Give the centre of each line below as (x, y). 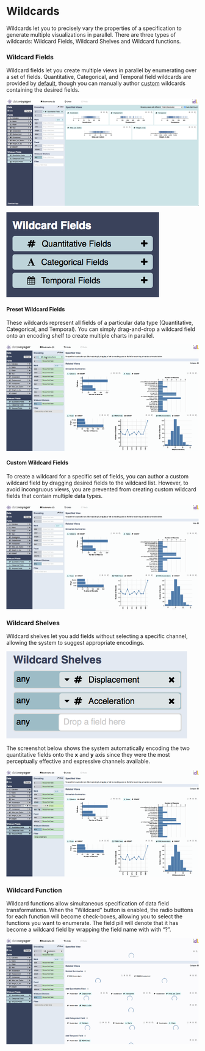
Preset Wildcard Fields (36, 309)
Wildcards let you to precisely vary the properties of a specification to (94, 28)
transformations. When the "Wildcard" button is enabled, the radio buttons (100, 910)
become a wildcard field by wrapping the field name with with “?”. (89, 929)
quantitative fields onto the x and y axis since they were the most (88, 755)
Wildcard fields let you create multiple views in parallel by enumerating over (102, 70)
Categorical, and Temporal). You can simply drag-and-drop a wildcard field (101, 329)
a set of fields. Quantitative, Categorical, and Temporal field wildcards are (99, 77)
